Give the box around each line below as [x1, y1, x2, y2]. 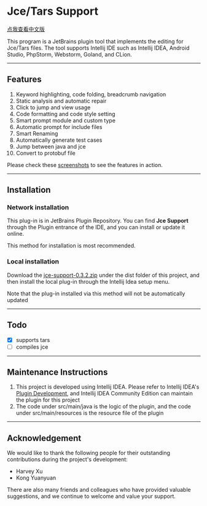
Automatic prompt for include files [15, 123, 103, 130]
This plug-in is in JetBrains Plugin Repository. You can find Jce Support [7, 217, 189, 225]
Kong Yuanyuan [15, 474, 57, 481]
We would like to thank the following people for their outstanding [7, 450, 171, 457]
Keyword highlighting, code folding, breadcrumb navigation [15, 90, 166, 98]
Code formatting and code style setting [15, 110, 115, 117]
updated [7, 296, 28, 303]
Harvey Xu [15, 468, 43, 475]
